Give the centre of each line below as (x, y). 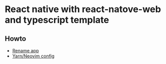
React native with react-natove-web (83, 9)
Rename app (26, 51)
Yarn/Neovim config (33, 56)
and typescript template (57, 20)
